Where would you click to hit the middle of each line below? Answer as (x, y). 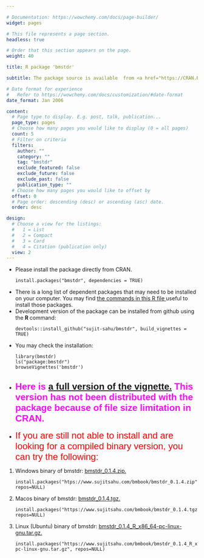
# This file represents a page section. (58, 34)
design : (16, 219)
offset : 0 (24, 196)
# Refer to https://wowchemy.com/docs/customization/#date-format (95, 95)
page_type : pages (34, 123)
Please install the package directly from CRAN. (73, 270)
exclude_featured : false (49, 168)
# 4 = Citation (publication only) (59, 247)
